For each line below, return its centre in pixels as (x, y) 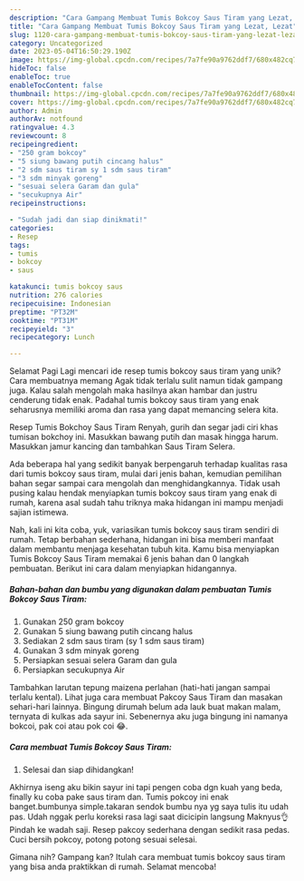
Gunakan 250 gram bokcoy (73, 622)
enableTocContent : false (56, 85)
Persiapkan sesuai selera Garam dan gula (100, 661)
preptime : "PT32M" (44, 312)
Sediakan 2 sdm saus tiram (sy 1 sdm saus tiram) (114, 641)
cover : (22, 102)
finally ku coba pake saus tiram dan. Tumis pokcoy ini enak (119, 797)
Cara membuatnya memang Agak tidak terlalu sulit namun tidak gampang (146, 381)
